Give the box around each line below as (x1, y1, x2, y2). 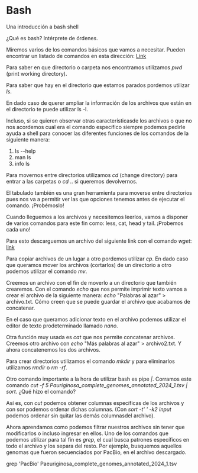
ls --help (14, 147, 36, 155)
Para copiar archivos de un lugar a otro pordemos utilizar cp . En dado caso (6, 255, 189, 262)
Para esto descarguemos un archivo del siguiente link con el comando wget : (6, 237, 192, 244)
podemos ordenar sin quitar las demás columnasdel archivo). (6, 412, 155, 419)
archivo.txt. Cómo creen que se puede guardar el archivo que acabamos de (6, 298, 191, 305)
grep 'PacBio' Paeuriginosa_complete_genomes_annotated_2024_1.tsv (6, 460, 177, 467)
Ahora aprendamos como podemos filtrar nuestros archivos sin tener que (6, 423, 185, 430)
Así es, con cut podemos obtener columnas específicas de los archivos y (6, 399, 184, 406)
